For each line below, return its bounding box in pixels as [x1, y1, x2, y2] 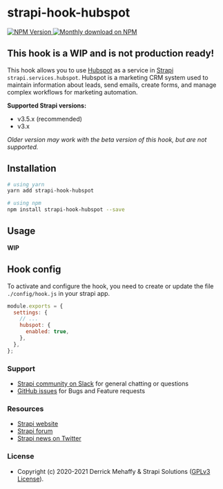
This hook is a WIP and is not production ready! [7, 48, 215, 59]
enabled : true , [25, 328, 70, 335]
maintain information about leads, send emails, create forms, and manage [7, 81, 217, 89]
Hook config [7, 263, 61, 275]
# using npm [7, 200, 41, 207]
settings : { [13, 309, 48, 316]
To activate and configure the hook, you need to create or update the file [7, 281, 214, 290]
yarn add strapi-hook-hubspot [7, 188, 95, 194]
